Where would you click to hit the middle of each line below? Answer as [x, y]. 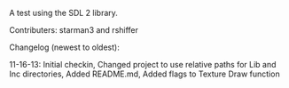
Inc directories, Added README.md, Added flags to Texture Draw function [145, 74]
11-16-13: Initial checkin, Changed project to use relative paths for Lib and [143, 64]
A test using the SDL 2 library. [63, 13]
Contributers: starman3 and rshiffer [74, 30]
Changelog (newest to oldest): [64, 47]
